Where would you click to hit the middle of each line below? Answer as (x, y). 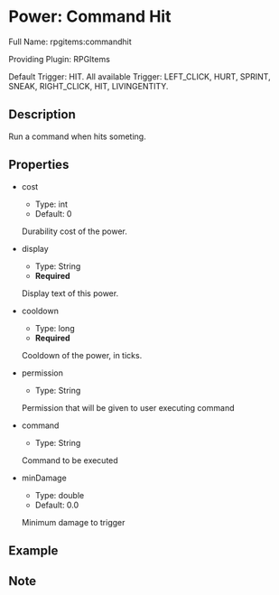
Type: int (51, 204)
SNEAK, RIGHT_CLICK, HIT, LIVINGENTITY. (88, 86)
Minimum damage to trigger (73, 522)
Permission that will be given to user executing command (128, 407)
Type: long (55, 328)
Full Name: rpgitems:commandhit (70, 42)
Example (33, 550)
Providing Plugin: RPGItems (59, 59)
